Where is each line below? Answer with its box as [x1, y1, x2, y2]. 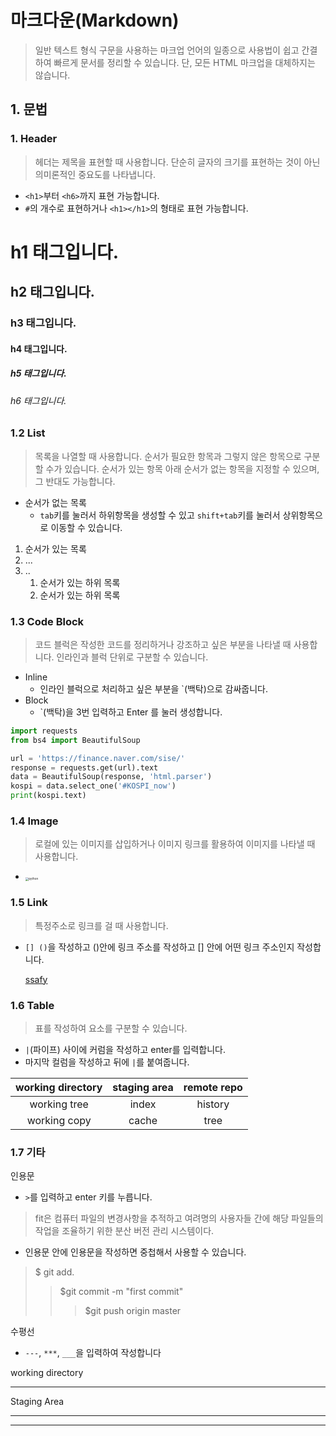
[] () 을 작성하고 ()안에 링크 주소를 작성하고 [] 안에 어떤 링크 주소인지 [24, 941, 295, 953]
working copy [26, 1113, 92, 1127]
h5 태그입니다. [10, 367, 67, 380]
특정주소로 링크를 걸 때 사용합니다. [34, 919, 169, 931]
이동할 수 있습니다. [50, 521, 123, 533]
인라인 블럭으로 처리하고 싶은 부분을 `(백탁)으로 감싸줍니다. [39, 682, 268, 695]
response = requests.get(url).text [10, 762, 159, 773]
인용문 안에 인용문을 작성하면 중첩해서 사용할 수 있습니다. [24, 1246, 247, 1258]
